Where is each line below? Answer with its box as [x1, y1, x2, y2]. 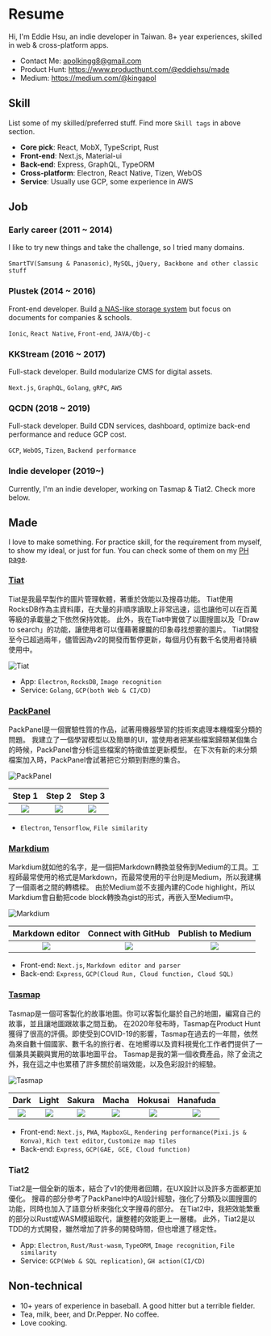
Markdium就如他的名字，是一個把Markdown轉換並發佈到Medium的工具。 [8, 862, 252, 872]
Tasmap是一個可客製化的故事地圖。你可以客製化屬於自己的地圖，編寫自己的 [8, 1008, 261, 1018]
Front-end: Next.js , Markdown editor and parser [19, 960, 181, 970]
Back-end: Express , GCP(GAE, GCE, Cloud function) [19, 1144, 191, 1153]
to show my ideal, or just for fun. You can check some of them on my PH [8, 546, 249, 556]
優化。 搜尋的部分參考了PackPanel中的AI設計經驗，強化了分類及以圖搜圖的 [8, 1194, 257, 1203]
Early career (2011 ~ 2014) [8, 224, 113, 235]
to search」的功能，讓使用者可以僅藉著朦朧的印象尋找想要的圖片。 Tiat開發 [8, 624, 260, 634]
